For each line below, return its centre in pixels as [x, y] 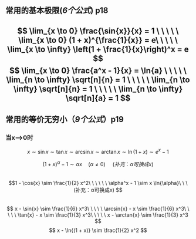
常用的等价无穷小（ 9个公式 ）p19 [65, 119]
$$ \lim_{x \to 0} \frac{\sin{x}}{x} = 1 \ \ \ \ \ [98, 31]
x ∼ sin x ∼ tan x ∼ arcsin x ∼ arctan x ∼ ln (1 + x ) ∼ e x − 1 [98, 152]
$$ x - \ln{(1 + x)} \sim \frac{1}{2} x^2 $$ [98, 230]
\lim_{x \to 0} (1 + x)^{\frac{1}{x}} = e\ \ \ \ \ [98, 40]
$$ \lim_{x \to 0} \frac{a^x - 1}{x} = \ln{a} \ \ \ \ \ [98, 70]
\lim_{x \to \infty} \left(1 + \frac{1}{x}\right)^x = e [98, 49]
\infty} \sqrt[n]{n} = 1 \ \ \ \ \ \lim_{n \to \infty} [98, 89]
